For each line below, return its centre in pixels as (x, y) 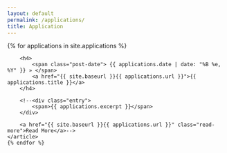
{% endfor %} (26, 143)
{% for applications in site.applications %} (67, 46)
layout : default (30, 13)
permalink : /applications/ (46, 20)
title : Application (35, 26)
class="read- (196, 125)
